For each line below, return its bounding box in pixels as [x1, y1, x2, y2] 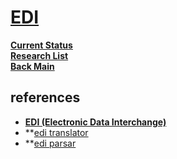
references [10, 89, 81, 106]
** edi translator [24, 126, 89, 138]
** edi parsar [24, 137, 77, 149]
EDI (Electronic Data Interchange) [24, 116, 167, 128]
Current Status [10, 39, 73, 51]
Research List [10, 49, 69, 61]
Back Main [10, 60, 55, 72]
